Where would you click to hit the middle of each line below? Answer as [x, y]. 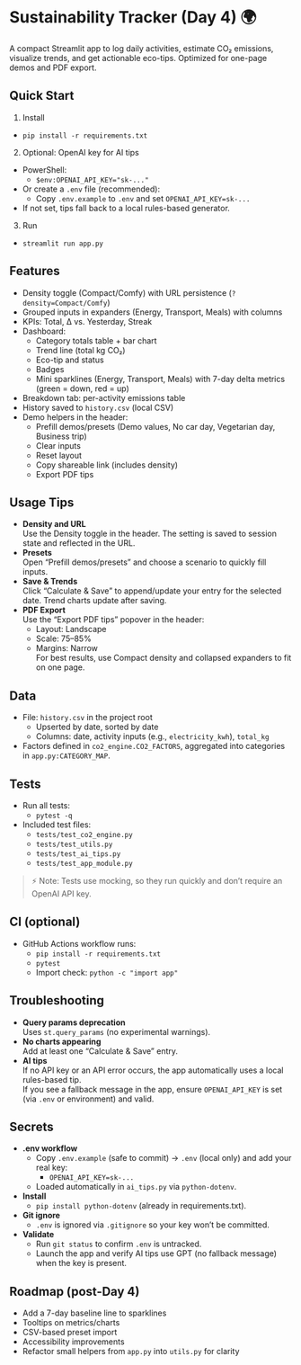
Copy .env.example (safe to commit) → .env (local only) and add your [164, 1158]
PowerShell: [44, 170]
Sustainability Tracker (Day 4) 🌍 [133, 18]
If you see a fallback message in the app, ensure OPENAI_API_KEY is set [152, 1089]
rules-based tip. [52, 1079]
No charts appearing [62, 1041]
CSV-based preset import [70, 1333]
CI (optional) [45, 922]
